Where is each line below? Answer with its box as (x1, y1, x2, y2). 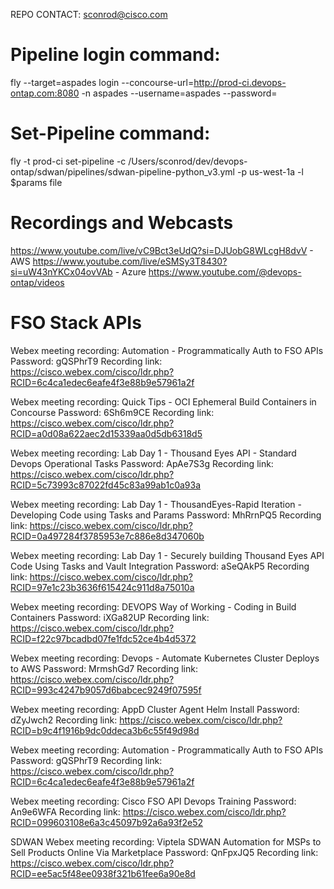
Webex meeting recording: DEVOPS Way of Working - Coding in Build (10, 600, 297, 613)
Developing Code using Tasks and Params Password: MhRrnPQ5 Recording (10, 509, 322, 521)
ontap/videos (10, 276, 65, 288)
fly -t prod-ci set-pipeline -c (10, 155, 127, 167)
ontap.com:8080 (10, 87, 80, 99)
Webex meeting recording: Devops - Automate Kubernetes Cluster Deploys (10, 652, 320, 664)
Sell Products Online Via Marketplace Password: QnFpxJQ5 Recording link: (10, 846, 319, 858)
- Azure (114, 265, 147, 278)
